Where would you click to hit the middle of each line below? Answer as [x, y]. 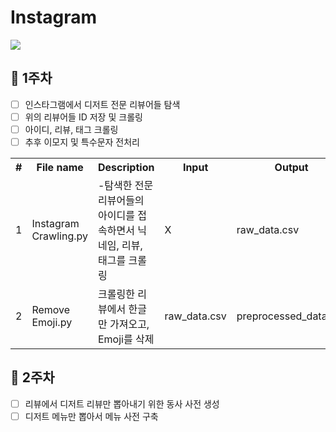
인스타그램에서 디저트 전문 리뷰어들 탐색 [102, 104]
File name [60, 167]
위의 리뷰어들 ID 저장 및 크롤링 [83, 117]
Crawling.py [59, 236]
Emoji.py [52, 322]
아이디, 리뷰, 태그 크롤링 [71, 129]
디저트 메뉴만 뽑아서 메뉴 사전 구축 [91, 416]
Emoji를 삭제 [126, 339]
